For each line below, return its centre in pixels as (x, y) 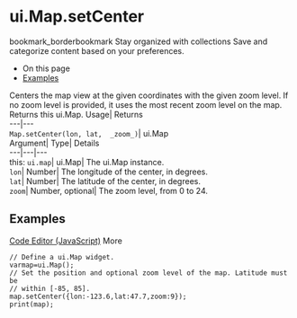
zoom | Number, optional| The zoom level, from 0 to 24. (109, 190)
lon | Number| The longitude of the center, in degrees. (109, 172)
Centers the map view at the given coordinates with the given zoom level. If (149, 95)
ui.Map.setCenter (77, 17)
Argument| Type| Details (54, 143)
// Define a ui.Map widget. (62, 257)
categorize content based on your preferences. (97, 50)
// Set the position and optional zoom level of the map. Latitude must (148, 273)
